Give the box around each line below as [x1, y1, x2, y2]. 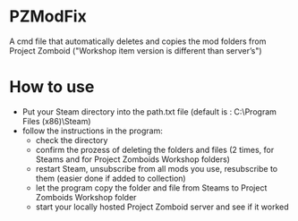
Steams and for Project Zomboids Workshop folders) [35, 154, 231, 165]
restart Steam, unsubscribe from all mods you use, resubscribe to [35, 163, 278, 174]
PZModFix [9, 6, 87, 27]
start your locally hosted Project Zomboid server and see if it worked [35, 201, 289, 212]
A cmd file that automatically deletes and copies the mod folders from [9, 36, 267, 47]
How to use [9, 77, 95, 98]
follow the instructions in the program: [21, 125, 163, 136]
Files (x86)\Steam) [21, 115, 91, 126]
